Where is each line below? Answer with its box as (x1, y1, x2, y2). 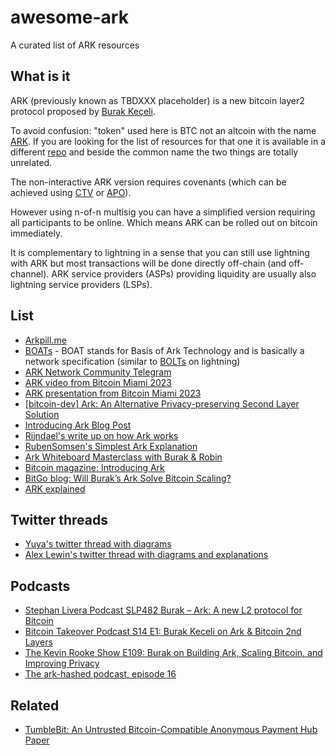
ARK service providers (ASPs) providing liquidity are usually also (51, 267, 317, 280)
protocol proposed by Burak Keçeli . (10, 105, 156, 117)
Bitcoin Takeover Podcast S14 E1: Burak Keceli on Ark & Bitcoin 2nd (24, 626, 302, 638)
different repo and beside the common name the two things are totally (10, 146, 299, 158)
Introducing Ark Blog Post (24, 419, 132, 431)
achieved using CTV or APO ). (10, 186, 132, 198)
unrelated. (10, 156, 53, 168)
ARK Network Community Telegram (24, 366, 172, 378)
